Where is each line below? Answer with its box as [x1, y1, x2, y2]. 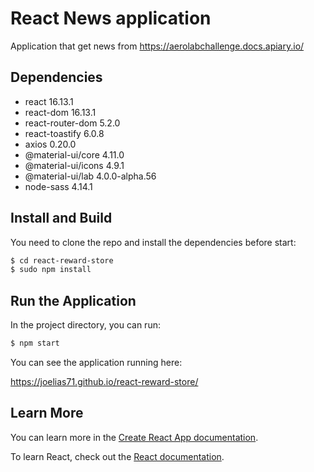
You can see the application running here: [10, 357, 183, 368]
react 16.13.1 [24, 95, 74, 107]
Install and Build [10, 210, 113, 227]
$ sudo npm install [10, 265, 92, 275]
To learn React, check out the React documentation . [10, 450, 225, 462]
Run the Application [10, 292, 137, 309]
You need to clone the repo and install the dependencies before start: [10, 236, 297, 248]
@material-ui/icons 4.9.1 [24, 159, 125, 171]
